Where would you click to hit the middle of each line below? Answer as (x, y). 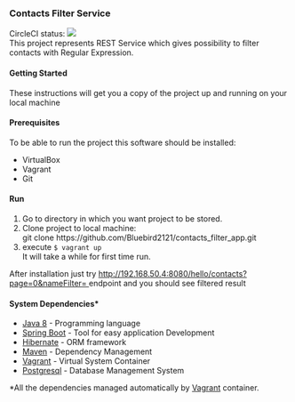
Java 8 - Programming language (81, 324)
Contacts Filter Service (60, 13)
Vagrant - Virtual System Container (86, 361)
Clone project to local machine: (79, 228)
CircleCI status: (37, 34)
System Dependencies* (54, 303)
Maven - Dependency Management (87, 352)
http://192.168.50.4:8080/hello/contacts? (172, 273)
